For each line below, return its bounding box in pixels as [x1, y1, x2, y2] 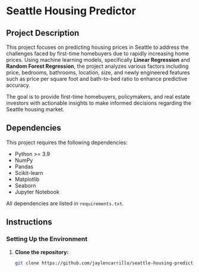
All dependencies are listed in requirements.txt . [6, 199, 124, 207]
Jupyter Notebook [14, 188, 59, 195]
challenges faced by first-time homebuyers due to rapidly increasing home [6, 50, 189, 57]
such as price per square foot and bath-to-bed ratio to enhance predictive [6, 76, 188, 82]
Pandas [14, 162, 34, 170]
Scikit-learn [14, 169, 43, 176]
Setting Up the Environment [6, 235, 88, 243]
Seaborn [14, 182, 36, 189]
